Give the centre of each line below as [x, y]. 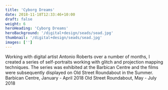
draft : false [19, 19]
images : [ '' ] [19, 42]
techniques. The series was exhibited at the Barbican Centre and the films [82, 67]
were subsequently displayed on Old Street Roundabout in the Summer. [79, 72]
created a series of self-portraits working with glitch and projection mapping [84, 62]
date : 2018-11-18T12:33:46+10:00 [40, 14]
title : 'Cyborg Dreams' [30, 10]
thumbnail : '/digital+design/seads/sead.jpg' [54, 38]
